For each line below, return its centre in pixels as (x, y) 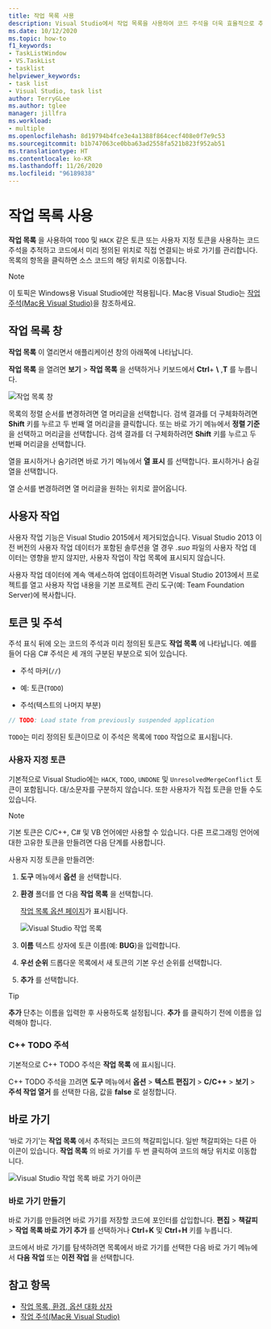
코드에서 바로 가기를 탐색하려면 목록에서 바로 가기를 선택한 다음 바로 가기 (122, 1247)
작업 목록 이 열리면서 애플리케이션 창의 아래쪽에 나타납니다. (101, 351)
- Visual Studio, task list (56, 91)
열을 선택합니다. (33, 471)
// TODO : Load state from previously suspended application (112, 721)
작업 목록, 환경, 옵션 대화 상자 (66, 1306)
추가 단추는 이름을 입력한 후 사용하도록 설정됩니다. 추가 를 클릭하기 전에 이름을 (131, 1012)
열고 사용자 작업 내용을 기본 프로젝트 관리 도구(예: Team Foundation (137, 585)
